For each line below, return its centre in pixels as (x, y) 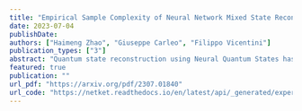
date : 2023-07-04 (42, 26)
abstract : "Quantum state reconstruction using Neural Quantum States (144, 59)
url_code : (28, 92)
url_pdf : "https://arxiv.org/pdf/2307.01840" (96, 84)
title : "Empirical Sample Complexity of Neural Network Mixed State (140, 17)
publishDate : (34, 34)
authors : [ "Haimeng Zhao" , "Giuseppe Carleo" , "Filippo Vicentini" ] (140, 43)
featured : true (38, 68)
